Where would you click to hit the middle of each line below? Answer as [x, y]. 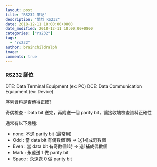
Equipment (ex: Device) [29, 91]
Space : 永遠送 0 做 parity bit [42, 159]
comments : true [21, 56]
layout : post [19, 10]
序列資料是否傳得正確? [28, 102]
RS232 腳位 [19, 75]
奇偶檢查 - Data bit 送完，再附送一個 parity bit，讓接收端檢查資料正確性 [78, 112]
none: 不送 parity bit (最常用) [42, 134]
